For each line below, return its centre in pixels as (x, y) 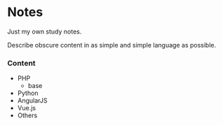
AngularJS (32, 101)
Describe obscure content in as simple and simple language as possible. (112, 45)
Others (27, 115)
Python (28, 93)
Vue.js (27, 108)
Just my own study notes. (45, 31)
